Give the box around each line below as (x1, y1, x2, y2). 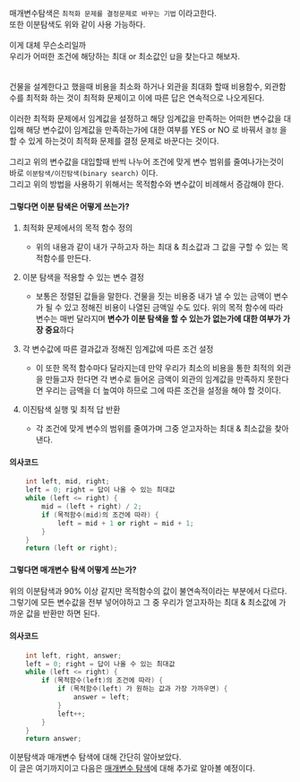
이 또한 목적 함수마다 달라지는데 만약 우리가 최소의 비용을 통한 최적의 (35, 362, 275, 374)
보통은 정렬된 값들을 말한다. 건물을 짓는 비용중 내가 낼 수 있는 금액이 (35, 291, 272, 302)
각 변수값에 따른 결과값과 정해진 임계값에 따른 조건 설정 (21, 343, 214, 354)
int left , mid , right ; (25, 477, 110, 486)
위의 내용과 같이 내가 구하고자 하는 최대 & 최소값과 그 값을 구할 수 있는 (35, 241, 279, 253)
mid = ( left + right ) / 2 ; (41, 502, 142, 511)
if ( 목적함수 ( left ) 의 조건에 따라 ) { (41, 676, 164, 685)
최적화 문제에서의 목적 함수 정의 (21, 222, 133, 233)
